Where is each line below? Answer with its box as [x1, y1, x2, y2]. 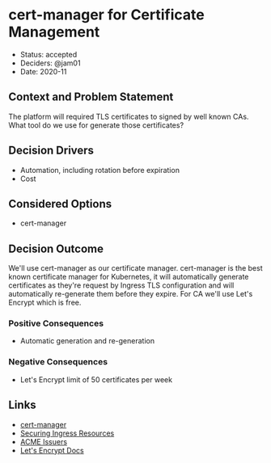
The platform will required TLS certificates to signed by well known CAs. [8, 112, 249, 121]
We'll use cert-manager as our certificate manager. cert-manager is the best [8, 263, 263, 273]
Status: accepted [19, 49, 78, 59]
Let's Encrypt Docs [19, 445, 84, 455]
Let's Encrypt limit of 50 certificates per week [19, 374, 172, 385]
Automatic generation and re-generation [19, 336, 155, 346]
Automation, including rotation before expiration [19, 165, 180, 175]
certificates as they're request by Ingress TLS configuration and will [8, 280, 235, 290]
